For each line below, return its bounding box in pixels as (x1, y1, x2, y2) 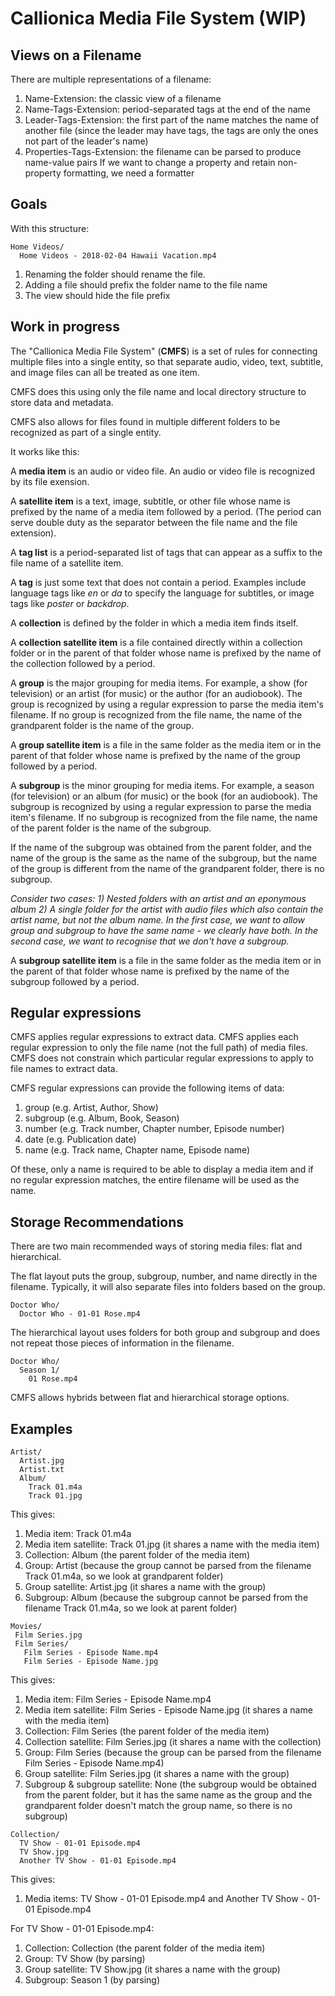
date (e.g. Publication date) (24, 1133, 137, 1146)
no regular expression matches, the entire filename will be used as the (10, 1174, 300, 1186)
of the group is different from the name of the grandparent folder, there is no (10, 862, 325, 874)
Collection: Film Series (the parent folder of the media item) (24, 1725, 270, 1737)
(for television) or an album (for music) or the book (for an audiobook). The (10, 790, 318, 802)
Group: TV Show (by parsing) (24, 1953, 146, 1965)
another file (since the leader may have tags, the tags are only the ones (24, 125, 319, 136)
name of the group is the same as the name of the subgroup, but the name (10, 852, 318, 864)
